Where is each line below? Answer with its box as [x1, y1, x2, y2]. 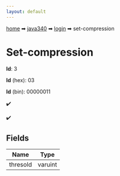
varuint [37, 161, 57, 169]
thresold [9, 161, 33, 169]
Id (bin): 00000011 [6, 88, 51, 95]
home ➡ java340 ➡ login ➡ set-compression [6, 25, 115, 32]
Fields [6, 133, 30, 143]
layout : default [6, 8, 46, 15]
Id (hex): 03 [6, 76, 35, 83]
